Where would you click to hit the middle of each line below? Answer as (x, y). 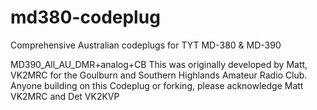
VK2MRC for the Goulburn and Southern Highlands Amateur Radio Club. (159, 75)
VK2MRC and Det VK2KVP (65, 96)
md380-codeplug (85, 17)
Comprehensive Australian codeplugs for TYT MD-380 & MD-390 (146, 45)
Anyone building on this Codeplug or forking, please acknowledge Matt (157, 85)
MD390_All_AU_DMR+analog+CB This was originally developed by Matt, (159, 64)
